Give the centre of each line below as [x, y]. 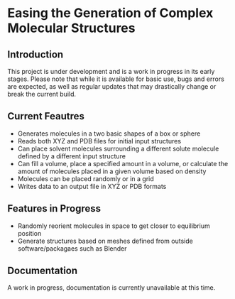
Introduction [35, 54]
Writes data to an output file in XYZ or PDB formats [92, 186]
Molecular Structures [71, 28]
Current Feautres [46, 116]
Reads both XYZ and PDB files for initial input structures [99, 141]
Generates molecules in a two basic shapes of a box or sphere [109, 134]
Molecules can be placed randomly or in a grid [86, 178]
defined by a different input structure [72, 156]
